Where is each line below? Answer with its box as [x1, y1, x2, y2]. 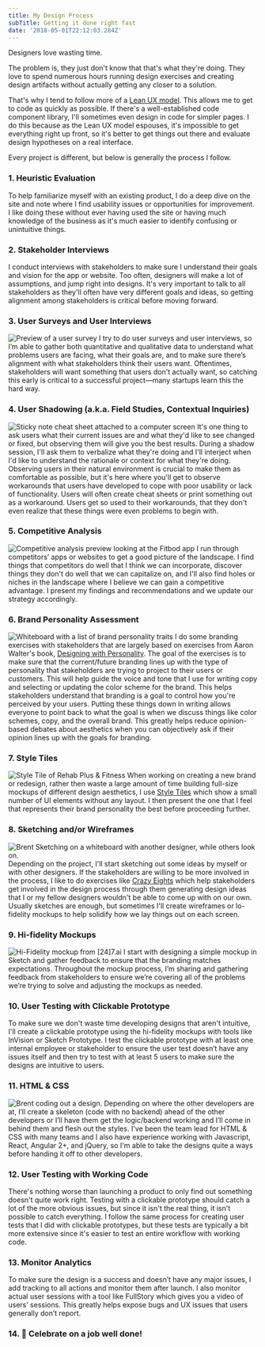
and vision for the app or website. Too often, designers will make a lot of [8, 270, 244, 280]
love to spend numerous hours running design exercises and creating [8, 72, 235, 82]
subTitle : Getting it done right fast [8, 19, 136, 27]
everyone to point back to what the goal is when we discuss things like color [8, 708, 257, 717]
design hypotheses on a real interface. [8, 138, 134, 147]
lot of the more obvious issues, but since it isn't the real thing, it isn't [8, 1203, 231, 1212]
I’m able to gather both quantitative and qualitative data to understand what [8, 342, 253, 352]
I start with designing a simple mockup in [123, 947, 257, 957]
